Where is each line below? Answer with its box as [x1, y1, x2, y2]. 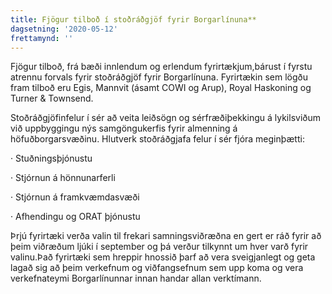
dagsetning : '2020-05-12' [10, 24, 118, 34]
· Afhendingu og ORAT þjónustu [10, 211, 141, 223]
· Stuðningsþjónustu [10, 152, 93, 165]
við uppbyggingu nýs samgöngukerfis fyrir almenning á [10, 122, 238, 135]
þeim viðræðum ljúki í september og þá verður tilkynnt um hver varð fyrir [10, 241, 309, 253]
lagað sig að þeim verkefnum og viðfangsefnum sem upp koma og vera [10, 262, 304, 274]
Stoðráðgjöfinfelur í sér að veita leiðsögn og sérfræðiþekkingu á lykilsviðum [10, 112, 321, 124]
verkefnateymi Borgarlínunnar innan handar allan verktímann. [10, 272, 262, 285]
